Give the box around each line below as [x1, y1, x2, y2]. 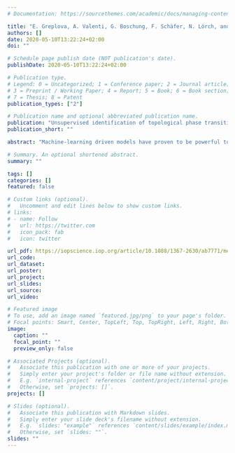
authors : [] [7, 29, 42, 36]
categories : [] [7, 176, 52, 184]
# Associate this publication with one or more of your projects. [7, 364, 211, 371]
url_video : [7, 293, 39, 300]
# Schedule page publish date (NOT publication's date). [7, 55, 177, 62]
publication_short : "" [7, 126, 73, 133]
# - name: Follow [7, 215, 58, 223]
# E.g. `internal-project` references [7, 377, 127, 384]
